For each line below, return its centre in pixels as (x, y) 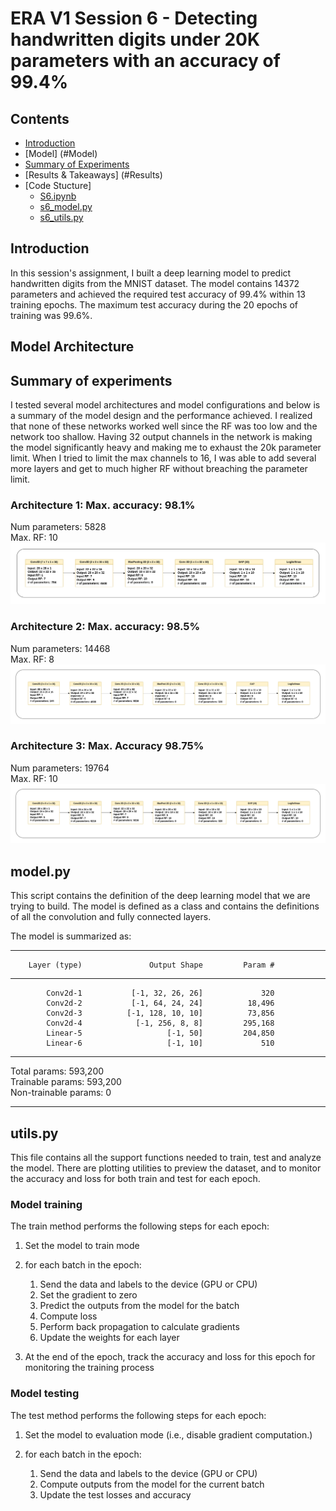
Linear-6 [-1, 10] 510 (160, 1043)
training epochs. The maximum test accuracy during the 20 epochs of (154, 304)
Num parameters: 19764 (60, 768)
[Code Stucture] (58, 185)
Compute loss (68, 1316)
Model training (46, 1204)
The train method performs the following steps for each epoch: (140, 1226)
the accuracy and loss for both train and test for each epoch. (135, 1178)
